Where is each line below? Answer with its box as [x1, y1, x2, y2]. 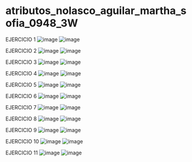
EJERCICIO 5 [5, 81, 37, 88]
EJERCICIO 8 [5, 115, 37, 122]
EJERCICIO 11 [5, 149, 38, 156]
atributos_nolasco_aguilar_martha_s [5, 4, 187, 18]
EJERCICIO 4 [5, 70, 37, 77]
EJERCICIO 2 [5, 47, 37, 54]
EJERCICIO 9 [5, 126, 37, 133]
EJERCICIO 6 [5, 92, 37, 99]
